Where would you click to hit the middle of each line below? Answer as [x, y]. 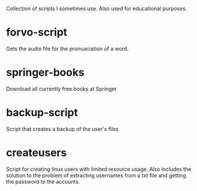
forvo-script [37, 32]
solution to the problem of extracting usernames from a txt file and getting [96, 175]
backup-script [42, 113]
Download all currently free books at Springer [61, 88]
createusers [36, 153]
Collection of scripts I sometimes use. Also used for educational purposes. [97, 9]
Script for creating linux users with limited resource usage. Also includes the [99, 169]
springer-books [45, 73]
